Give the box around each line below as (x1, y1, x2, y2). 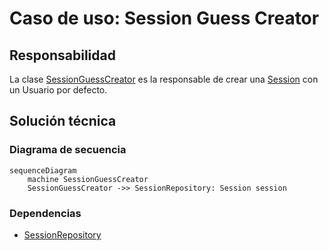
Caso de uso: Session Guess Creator (9, 7, 320, 30)
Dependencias (9, 206, 82, 220)
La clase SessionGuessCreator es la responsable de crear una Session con (9, 73, 319, 85)
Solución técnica (9, 113, 117, 130)
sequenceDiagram (9, 165, 77, 176)
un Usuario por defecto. (9, 84, 108, 96)
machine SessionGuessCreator (27, 174, 149, 184)
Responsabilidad (9, 47, 116, 64)
